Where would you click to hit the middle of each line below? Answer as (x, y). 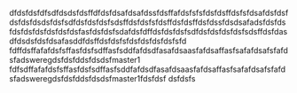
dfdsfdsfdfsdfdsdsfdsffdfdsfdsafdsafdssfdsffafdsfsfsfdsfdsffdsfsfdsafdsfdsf (149, 13)
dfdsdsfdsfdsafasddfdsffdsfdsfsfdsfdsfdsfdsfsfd (98, 41)
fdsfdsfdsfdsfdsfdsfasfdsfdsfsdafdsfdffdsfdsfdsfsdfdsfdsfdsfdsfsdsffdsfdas (148, 31)
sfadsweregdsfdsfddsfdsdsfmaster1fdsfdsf (88, 78)
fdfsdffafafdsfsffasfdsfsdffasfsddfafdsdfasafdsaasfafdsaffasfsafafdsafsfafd (148, 69)
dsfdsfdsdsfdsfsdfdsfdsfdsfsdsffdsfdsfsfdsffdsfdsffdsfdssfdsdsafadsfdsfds (148, 22)
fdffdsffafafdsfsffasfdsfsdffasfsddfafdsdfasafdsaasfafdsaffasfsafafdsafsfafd (148, 50)
